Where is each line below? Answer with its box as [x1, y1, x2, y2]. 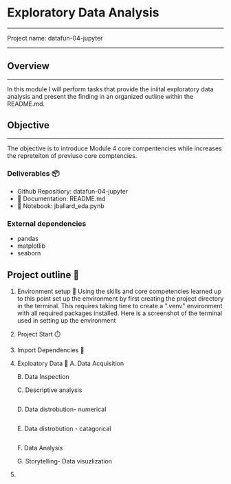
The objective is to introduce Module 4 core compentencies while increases [7, 144, 222, 152]
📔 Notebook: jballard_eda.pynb [16, 201, 104, 210]
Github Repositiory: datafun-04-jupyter [16, 187, 129, 195]
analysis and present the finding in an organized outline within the [7, 92, 194, 100]
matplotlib [16, 242, 46, 250]
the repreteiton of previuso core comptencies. [7, 151, 137, 159]
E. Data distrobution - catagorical [16, 424, 111, 433]
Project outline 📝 [7, 269, 80, 281]
